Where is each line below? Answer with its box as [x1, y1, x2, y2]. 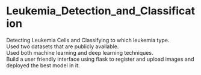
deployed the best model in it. [6, 61, 80, 69]
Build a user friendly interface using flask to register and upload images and [6, 55, 194, 62]
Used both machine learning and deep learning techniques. [6, 49, 153, 56]
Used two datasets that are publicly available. [6, 43, 119, 50]
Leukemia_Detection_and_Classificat [6, 4, 196, 18]
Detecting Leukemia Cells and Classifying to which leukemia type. [6, 36, 170, 43]
